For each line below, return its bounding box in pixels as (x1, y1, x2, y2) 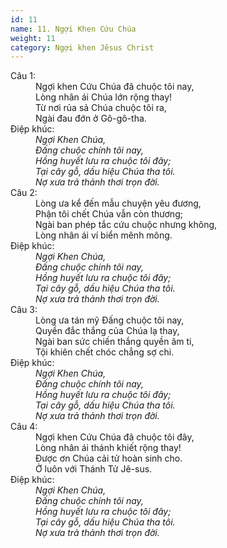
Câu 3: (10, 304, 38, 316)
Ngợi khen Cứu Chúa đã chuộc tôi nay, (35, 81, 195, 93)
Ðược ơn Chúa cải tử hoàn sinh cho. (35, 452, 183, 465)
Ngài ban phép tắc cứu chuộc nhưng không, (35, 219, 218, 231)
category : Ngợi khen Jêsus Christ (10, 42, 155, 53)
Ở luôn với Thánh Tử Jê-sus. (35, 463, 153, 475)
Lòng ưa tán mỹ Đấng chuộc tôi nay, (35, 314, 185, 326)
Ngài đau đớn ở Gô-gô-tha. (35, 112, 147, 125)
